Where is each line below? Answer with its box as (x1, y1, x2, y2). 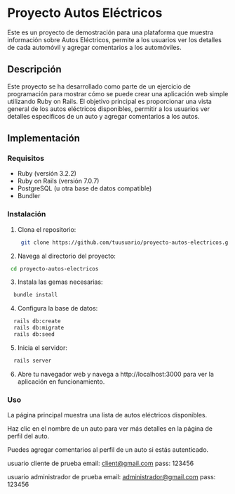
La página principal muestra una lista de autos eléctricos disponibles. (7, 411, 208, 420)
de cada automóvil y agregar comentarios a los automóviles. (7, 43, 182, 51)
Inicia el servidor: (17, 343, 68, 352)
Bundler (17, 192, 41, 200)
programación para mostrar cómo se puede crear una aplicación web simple (7, 89, 229, 98)
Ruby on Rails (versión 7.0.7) (17, 177, 100, 186)
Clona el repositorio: (17, 225, 76, 233)
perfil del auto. (7, 432, 50, 441)
